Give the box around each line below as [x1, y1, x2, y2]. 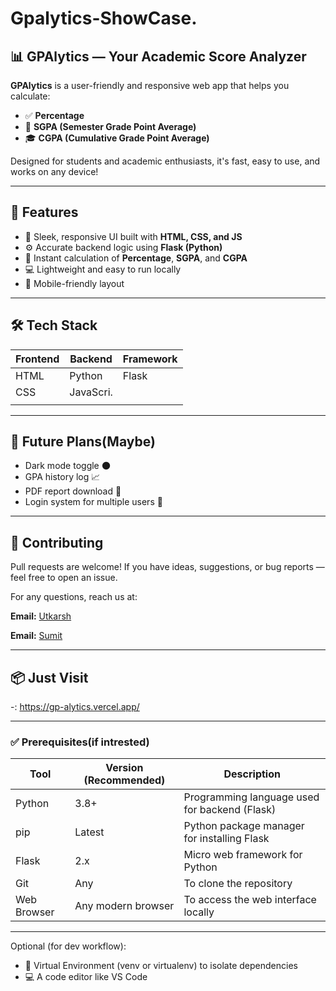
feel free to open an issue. [10, 572, 118, 584]
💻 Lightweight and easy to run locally [24, 263, 182, 275]
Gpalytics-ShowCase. [10, 7, 198, 30]
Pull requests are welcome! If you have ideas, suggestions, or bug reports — [10, 561, 325, 573]
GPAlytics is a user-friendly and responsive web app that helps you [10, 80, 290, 91]
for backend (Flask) [183, 803, 277, 817]
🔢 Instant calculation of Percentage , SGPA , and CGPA [24, 252, 248, 264]
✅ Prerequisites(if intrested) [10, 735, 150, 749]
